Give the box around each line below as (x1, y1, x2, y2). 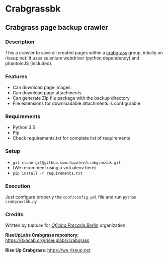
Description (5, 38, 35, 45)
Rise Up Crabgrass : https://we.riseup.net (5, 247, 91, 253)
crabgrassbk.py (5, 200, 37, 205)
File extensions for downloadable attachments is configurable (12, 100, 141, 106)
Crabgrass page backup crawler (5, 23, 108, 32)
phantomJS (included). (5, 60, 53, 66)
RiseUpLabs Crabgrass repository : (5, 232, 79, 238)
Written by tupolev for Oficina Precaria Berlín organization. (5, 222, 127, 228)
